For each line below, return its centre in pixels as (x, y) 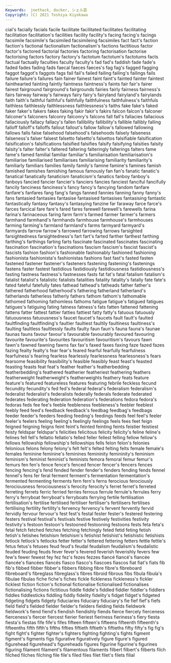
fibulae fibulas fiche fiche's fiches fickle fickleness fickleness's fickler (79, 579)
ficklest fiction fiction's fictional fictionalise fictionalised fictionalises (77, 584)
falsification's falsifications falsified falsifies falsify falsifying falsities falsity (84, 143)
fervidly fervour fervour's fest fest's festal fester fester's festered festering (84, 514)
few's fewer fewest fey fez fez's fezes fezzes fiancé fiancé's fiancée (78, 557)
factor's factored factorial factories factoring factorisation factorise (76, 51)
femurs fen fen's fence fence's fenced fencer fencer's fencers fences (79, 464)
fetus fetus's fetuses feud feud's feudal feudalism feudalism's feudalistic (82, 546)
